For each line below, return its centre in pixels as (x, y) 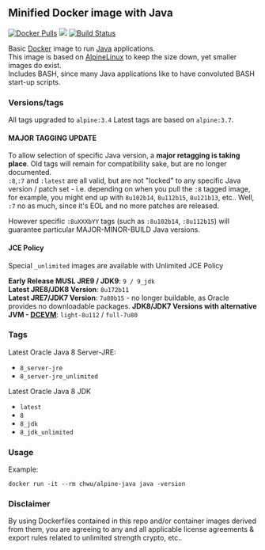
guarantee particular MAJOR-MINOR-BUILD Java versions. (104, 229)
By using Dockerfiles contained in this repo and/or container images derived (132, 521)
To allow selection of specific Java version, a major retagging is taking (124, 156)
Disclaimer (29, 504)
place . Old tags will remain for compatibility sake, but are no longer (117, 164)
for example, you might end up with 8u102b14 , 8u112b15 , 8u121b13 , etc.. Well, (131, 198)
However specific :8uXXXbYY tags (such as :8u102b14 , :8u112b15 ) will (119, 222)
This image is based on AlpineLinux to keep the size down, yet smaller (123, 57)
